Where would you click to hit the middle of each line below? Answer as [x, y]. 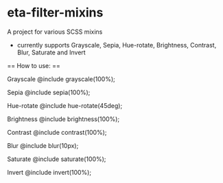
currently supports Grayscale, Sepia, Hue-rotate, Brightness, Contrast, [117, 45]
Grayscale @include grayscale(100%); [61, 79]
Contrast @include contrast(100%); [57, 132]
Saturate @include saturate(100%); [57, 159]
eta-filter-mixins [55, 13]
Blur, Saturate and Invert [51, 52]
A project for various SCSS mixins [55, 32]
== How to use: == [34, 65]
